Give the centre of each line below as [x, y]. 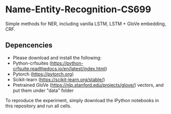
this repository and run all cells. [38, 106]
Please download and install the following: [57, 58]
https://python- [67, 63]
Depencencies [29, 45]
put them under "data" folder [43, 90]
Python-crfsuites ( [32, 63]
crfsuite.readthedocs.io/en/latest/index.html [59, 68]
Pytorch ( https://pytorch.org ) [43, 74]
